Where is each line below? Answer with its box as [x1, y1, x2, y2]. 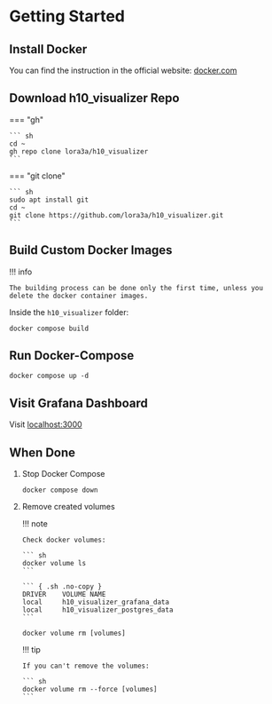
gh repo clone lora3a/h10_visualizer [9, 146, 149, 156]
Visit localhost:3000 [9, 419, 82, 430]
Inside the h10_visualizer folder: [9, 306, 129, 317]
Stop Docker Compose [21, 469, 105, 479]
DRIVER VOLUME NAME [21, 590, 106, 599]
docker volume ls [21, 559, 87, 568]
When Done [9, 445, 76, 460]
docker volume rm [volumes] [21, 629, 126, 638]
